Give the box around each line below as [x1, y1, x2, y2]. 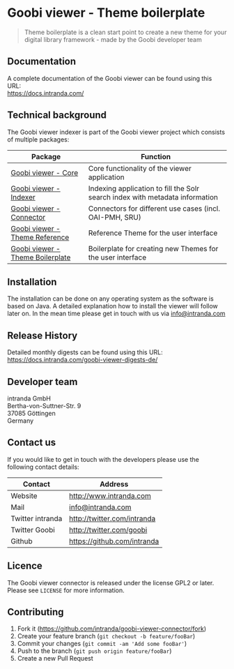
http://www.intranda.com [69, 490, 152, 500]
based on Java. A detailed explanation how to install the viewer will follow [7, 302, 218, 310]
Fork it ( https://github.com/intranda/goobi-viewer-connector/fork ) [17, 624, 207, 633]
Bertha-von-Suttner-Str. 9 [7, 402, 81, 409]
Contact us [7, 437, 56, 449]
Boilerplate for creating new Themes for [88, 243, 219, 253]
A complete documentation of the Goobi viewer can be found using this [7, 74, 212, 82]
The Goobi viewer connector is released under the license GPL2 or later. [7, 578, 214, 587]
